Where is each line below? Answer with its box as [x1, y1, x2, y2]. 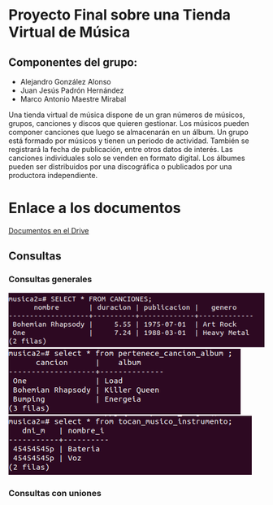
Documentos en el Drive [8, 225, 89, 235]
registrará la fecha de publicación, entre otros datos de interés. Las [8, 145, 233, 154]
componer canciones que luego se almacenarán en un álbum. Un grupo [8, 128, 249, 137]
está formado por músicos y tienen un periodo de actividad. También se [8, 136, 249, 146]
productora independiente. [8, 171, 98, 180]
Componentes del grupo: [8, 55, 138, 69]
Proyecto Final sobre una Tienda [8, 6, 232, 24]
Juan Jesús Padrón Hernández [19, 85, 124, 95]
